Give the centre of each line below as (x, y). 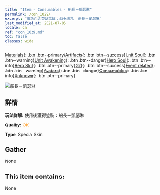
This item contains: (35, 176)
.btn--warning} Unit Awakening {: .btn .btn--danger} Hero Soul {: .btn (72, 60)
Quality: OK (17, 125)
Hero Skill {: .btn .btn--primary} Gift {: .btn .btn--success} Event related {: (85, 65)
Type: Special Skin (24, 134)
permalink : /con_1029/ (28, 14)
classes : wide (19, 41)
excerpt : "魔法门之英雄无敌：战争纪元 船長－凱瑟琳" (54, 18)
